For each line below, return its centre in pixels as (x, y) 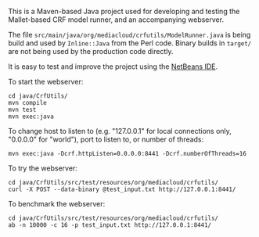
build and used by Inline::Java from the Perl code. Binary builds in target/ (130, 43)
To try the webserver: (43, 168)
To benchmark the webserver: (57, 204)
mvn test (22, 110)
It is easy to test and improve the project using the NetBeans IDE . (113, 66)
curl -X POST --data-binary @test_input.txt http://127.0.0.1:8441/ (122, 189)
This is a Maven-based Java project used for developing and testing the (124, 11)
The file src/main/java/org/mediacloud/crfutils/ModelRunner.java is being (129, 35)
